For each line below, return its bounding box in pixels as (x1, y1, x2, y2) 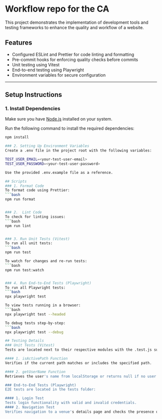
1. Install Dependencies (5, 105, 61, 112)
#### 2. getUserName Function (5, 369, 66, 374)
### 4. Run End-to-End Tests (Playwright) (5, 280, 92, 285)
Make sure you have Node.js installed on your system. (5, 116, 112, 122)
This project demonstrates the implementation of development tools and (5, 19, 148, 25)
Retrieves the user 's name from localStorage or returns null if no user (5, 374, 157, 379)
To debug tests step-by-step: (5, 321, 66, 326)
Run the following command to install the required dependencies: (5, 125, 135, 131)
